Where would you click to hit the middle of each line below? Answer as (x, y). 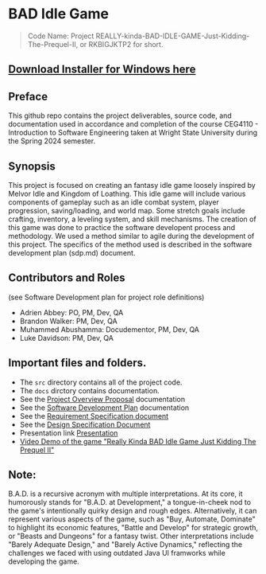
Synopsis (32, 166)
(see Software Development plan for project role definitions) (106, 297)
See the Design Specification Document (85, 424)
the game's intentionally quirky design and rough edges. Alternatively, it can (133, 511)
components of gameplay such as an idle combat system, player (114, 202)
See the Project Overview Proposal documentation (102, 399)
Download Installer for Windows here (102, 70)
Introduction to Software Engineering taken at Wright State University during (133, 133)
